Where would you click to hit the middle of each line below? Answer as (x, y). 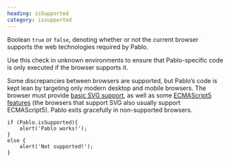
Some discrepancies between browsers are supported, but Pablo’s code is (112, 80)
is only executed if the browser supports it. (68, 67)
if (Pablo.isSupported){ (43, 122)
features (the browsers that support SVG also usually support (94, 102)
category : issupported (39, 20)
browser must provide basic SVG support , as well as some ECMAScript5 (109, 95)
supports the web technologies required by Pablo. (78, 47)
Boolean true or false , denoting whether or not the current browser (103, 39)
